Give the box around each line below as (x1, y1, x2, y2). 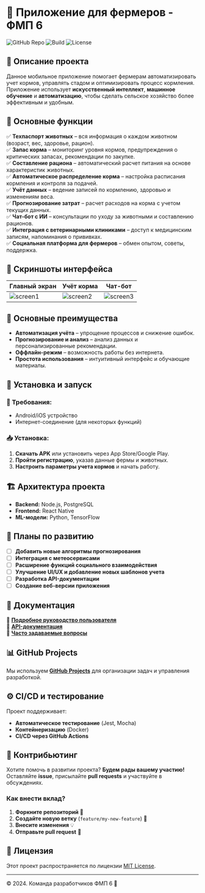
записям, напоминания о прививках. (6, 233, 103, 240)
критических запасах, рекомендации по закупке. (6, 153, 135, 160)
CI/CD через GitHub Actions (15, 732, 89, 740)
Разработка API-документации (15, 575, 99, 583)
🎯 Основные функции (6, 116, 93, 127)
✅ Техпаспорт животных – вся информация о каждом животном (6, 133, 178, 140)
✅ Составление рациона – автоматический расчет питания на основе (6, 159, 191, 167)
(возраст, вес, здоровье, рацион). (6, 139, 95, 147)
